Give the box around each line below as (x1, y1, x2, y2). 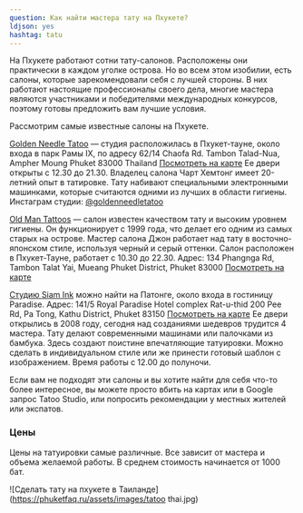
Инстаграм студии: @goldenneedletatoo (9, 196, 164, 207)
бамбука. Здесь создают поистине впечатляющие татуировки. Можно (9, 338, 284, 349)
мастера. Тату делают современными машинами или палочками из (9, 328, 274, 339)
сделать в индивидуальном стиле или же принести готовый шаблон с (9, 347, 281, 359)
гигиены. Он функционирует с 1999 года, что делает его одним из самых (9, 223, 293, 234)
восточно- (251, 233, 292, 244)
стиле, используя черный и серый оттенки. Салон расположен (49, 242, 295, 254)
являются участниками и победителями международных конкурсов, (9, 94, 279, 104)
